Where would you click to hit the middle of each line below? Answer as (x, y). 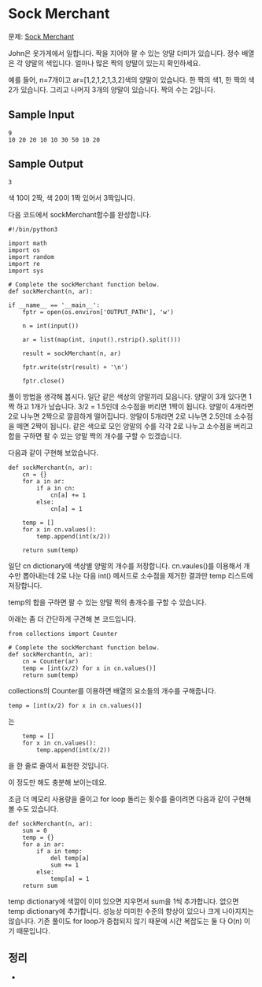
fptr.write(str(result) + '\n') (75, 367)
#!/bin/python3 (33, 229)
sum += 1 (65, 865)
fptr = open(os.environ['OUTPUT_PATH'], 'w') (98, 312)
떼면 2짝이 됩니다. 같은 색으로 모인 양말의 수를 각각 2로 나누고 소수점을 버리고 (135, 426)
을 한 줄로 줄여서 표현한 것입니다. (59, 765)
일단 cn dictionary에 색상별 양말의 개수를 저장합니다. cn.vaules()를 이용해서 (125, 566)
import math (28, 243)
